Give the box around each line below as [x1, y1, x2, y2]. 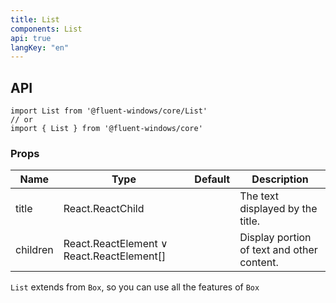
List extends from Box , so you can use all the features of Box [10, 281, 260, 293]
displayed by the [239, 202, 318, 216]
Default [194, 172, 231, 186]
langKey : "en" [10, 42, 70, 53]
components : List [10, 24, 83, 34]
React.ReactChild [63, 202, 145, 216]
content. [239, 256, 279, 270]
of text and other [239, 243, 318, 257]
